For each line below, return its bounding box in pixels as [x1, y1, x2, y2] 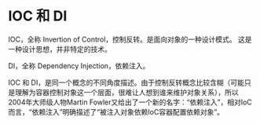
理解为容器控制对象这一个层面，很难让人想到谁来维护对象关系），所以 [14, 87, 239, 97]
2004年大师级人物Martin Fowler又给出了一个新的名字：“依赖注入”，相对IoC [8, 97, 253, 107]
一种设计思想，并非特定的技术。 [8, 44, 112, 53]
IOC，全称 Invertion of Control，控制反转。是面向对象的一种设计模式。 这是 [8, 35, 253, 44]
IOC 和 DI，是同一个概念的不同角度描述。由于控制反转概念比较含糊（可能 [8, 78, 245, 87]
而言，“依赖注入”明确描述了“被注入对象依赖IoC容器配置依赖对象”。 [8, 107, 225, 116]
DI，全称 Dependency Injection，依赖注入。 [8, 60, 150, 71]
